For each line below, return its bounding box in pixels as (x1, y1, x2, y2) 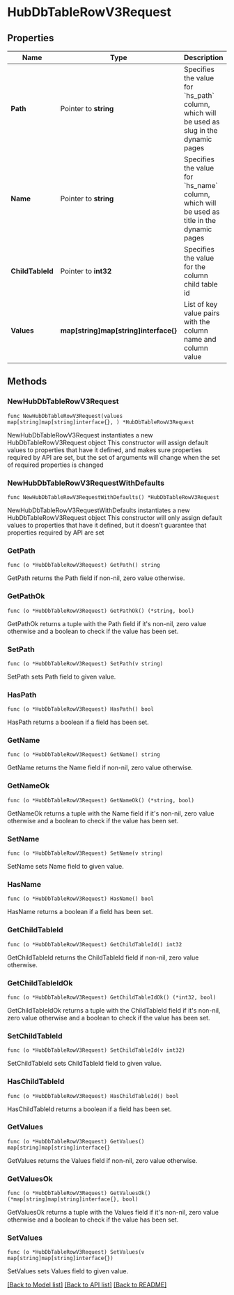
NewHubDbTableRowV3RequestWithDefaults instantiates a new (7, 506, 190, 514)
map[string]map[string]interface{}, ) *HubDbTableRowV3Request (7, 419, 195, 426)
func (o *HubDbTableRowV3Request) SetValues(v (7, 1249, 145, 1256)
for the (183, 262, 206, 271)
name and (183, 335, 217, 344)
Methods (7, 375, 47, 388)
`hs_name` (183, 181, 218, 190)
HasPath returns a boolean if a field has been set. (7, 718, 150, 727)
